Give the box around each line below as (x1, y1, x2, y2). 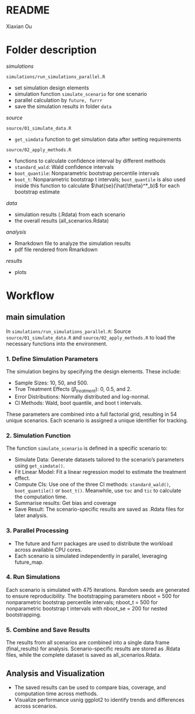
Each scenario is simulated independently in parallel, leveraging (14, 552, 168, 559)
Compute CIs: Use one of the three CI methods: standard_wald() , (14, 481, 171, 488)
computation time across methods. (14, 690, 98, 697)
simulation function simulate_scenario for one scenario (14, 90, 147, 97)
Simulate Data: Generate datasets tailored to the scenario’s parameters (14, 456, 185, 463)
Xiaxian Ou (6, 23, 32, 30)
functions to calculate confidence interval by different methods (14, 157, 166, 164)
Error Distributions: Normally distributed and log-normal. (14, 393, 150, 400)
